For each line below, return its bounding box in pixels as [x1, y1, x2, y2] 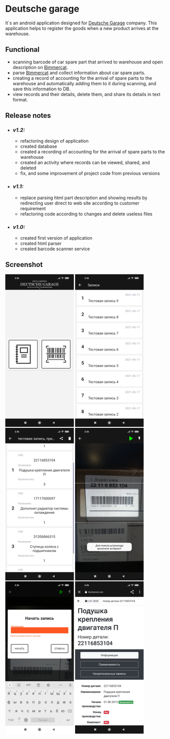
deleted [20, 165, 37, 171]
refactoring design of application [20, 138, 89, 144]
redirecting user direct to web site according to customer [20, 200, 140, 206]
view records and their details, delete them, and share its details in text [12, 91, 161, 97]
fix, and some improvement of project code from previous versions [20, 171, 160, 177]
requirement [20, 205, 46, 211]
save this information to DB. [12, 86, 71, 92]
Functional [5, 45, 40, 54]
